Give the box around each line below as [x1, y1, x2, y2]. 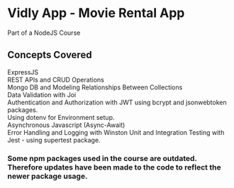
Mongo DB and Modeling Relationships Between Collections [7, 83, 183, 92]
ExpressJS [7, 67, 39, 76]
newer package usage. [7, 171, 88, 181]
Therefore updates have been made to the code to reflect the [7, 162, 221, 172]
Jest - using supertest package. [7, 136, 101, 144]
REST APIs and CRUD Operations [7, 75, 104, 84]
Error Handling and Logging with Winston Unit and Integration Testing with [7, 128, 225, 136]
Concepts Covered [7, 49, 92, 61]
